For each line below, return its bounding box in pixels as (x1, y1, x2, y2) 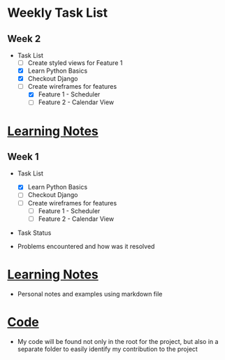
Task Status (17, 229, 52, 237)
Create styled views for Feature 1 (27, 59, 123, 67)
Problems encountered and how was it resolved (17, 242, 155, 250)
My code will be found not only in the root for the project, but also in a (17, 337, 219, 345)
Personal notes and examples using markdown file (17, 289, 163, 298)
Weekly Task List (7, 5, 108, 21)
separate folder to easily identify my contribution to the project (17, 345, 198, 353)
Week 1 (7, 150, 39, 162)
